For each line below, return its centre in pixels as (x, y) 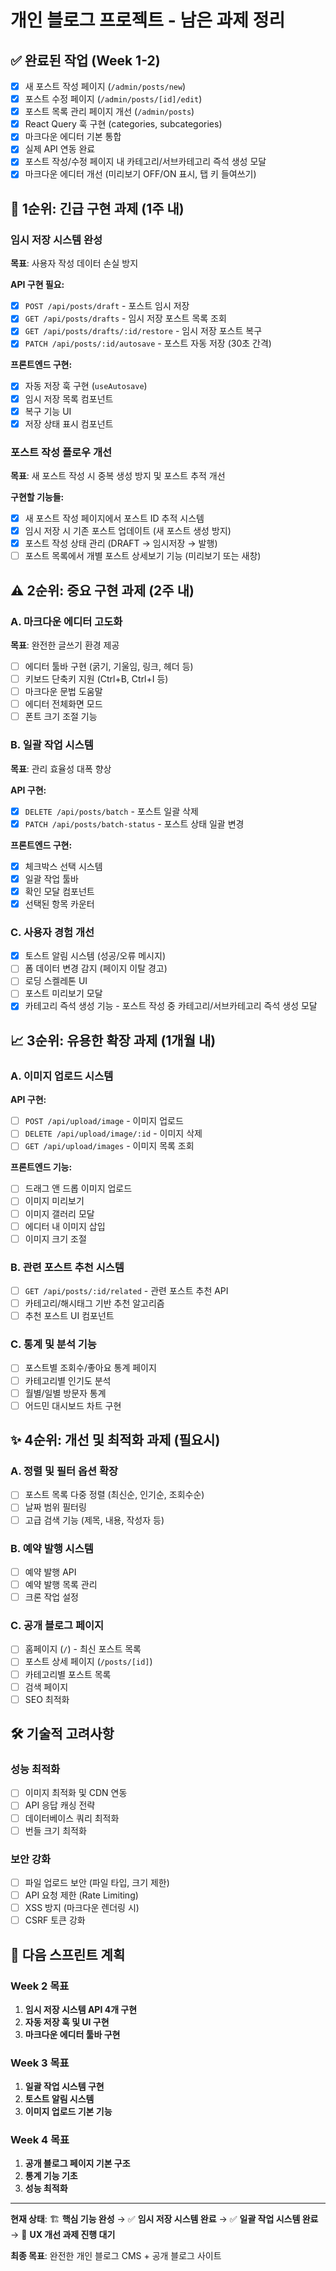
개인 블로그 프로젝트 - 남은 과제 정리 (148, 20)
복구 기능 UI (48, 411)
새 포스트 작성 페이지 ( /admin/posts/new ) (105, 86)
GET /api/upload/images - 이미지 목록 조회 (109, 1146)
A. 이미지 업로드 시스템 (62, 1076)
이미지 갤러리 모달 (59, 1213)
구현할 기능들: (37, 497)
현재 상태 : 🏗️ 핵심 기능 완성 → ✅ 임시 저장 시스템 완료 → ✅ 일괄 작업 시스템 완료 (164, 2219)
